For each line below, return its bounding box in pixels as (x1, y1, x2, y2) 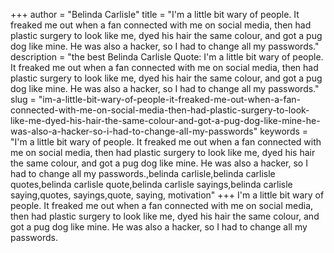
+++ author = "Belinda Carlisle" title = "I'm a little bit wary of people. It (10, 9, 300, 20)
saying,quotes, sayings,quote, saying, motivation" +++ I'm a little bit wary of (10, 189, 325, 201)
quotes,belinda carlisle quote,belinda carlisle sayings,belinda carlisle (10, 179, 293, 190)
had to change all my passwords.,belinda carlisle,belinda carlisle (10, 168, 276, 179)
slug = (10, 94, 37, 105)
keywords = (259, 125, 309, 137)
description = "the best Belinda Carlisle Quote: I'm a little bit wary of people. (10, 51, 324, 63)
